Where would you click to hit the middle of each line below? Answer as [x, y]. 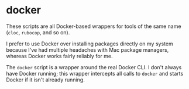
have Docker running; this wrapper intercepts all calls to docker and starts [95, 73]
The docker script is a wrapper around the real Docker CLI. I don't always [94, 67]
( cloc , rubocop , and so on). [38, 32]
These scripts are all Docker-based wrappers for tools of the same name [94, 26]
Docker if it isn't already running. [45, 80]
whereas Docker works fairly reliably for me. [59, 56]
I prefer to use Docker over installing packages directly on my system [90, 44]
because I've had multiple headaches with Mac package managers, [87, 49]
